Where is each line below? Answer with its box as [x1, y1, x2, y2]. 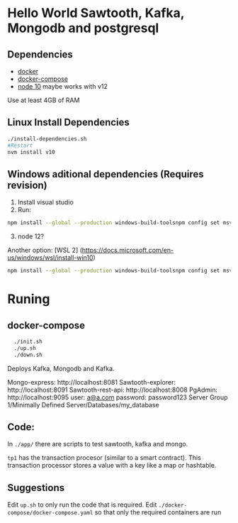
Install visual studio [17, 198, 74, 207]
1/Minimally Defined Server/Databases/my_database [7, 400, 159, 409]
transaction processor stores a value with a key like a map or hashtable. [7, 461, 217, 470]
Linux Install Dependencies [7, 116, 130, 128]
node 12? [17, 232, 45, 241]
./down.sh [13, 351, 42, 358]
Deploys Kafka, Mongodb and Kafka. [7, 364, 115, 373]
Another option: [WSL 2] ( [7, 246, 83, 255]
